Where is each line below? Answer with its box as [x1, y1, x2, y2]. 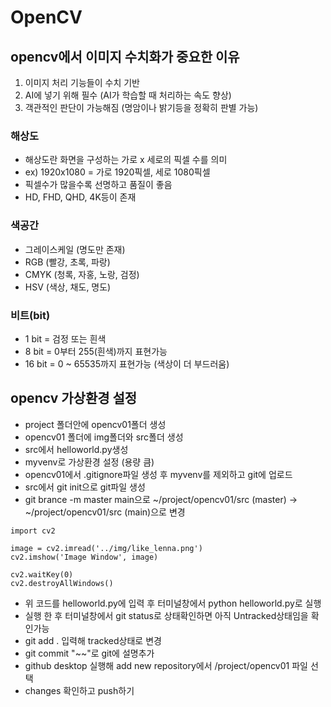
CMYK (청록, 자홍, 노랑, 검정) [24, 268, 140, 280]
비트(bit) [10, 308, 51, 322]
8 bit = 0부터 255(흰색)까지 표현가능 [24, 345, 168, 357]
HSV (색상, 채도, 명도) [24, 281, 112, 293]
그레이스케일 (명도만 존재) [24, 243, 126, 255]
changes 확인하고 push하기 [24, 684, 135, 696]
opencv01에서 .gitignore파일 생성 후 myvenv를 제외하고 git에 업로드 [24, 468, 293, 480]
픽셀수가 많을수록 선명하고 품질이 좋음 [24, 179, 173, 191]
